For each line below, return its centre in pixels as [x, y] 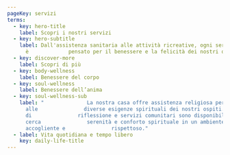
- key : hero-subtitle [44, 39]
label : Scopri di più [50, 64]
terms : [16, 20]
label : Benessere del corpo [59, 77]
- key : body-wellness [44, 71]
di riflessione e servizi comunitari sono [108, 115]
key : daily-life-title [52, 141]
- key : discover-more [44, 58]
